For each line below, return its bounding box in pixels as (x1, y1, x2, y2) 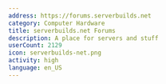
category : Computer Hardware (8, 19, 105, 27)
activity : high (8, 57, 59, 65)
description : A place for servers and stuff (8, 34, 159, 42)
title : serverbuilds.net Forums (8, 26, 116, 34)
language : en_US (8, 64, 62, 72)
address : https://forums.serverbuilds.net (8, 11, 152, 20)
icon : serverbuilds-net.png (8, 49, 102, 57)
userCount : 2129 (8, 42, 62, 50)
